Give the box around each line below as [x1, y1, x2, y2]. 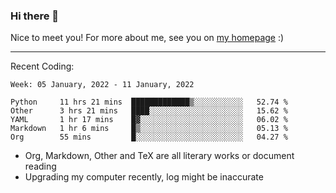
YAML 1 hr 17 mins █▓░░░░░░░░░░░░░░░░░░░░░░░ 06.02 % [10, 115, 288, 125]
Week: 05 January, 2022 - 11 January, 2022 [10, 80, 195, 90]
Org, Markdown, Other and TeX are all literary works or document [24, 150, 295, 162]
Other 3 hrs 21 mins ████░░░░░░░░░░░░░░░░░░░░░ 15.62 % [10, 106, 288, 116]
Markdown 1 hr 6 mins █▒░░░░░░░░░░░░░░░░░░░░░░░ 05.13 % [10, 124, 288, 134]
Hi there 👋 [10, 9, 60, 23]
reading [24, 160, 57, 173]
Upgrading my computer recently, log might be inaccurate [24, 171, 264, 183]
